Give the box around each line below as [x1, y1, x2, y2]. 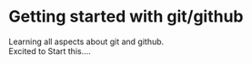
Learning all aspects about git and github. [8, 36, 165, 47]
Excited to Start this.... [8, 45, 92, 56]
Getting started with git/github [8, 6, 244, 27]
